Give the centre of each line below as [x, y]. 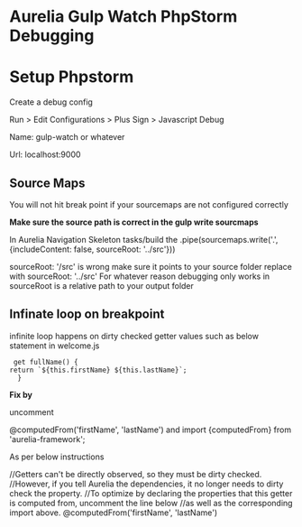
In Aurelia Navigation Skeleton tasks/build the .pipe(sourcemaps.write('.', [144, 239]
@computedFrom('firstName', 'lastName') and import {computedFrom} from [150, 430]
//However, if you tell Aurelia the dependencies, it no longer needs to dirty [146, 484]
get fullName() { [46, 362]
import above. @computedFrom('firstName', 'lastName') [114, 513]
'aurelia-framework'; [47, 439]
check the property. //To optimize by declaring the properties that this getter [151, 493]
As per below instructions [57, 457]
